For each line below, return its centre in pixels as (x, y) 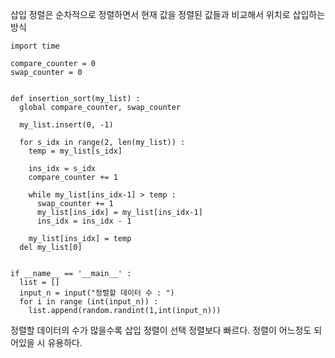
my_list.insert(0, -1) (66, 125)
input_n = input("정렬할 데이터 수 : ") (97, 293)
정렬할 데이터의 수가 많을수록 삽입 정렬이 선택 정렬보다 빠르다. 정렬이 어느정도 (161, 330)
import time (35, 46)
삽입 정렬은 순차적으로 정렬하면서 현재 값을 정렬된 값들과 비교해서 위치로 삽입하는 (168, 14)
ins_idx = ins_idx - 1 (84, 221)
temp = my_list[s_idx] (75, 151)
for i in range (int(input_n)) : (89, 302)
